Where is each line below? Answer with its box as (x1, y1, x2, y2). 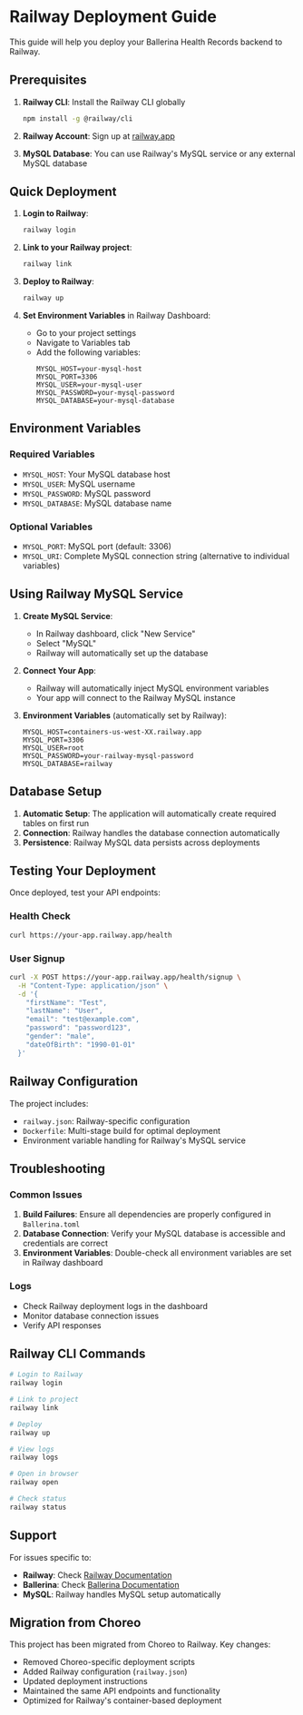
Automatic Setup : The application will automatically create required (22, 808, 277, 819)
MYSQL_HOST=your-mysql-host (35, 365, 142, 374)
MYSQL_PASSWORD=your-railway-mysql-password (22, 751, 194, 760)
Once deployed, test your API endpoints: (9, 887, 161, 898)
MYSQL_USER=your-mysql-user (35, 380, 142, 389)
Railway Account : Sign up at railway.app (22, 130, 175, 142)
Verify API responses (22, 1319, 102, 1331)
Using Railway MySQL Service (9, 586, 184, 602)
